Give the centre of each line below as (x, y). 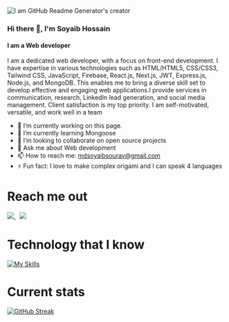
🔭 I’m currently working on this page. (70, 126)
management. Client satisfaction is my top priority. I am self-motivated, (108, 105)
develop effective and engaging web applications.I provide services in (107, 90)
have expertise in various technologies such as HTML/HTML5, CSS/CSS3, (113, 68)
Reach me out (47, 197)
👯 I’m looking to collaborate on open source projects (92, 141)
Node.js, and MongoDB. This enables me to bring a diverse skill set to (107, 83)
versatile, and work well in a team (55, 112)
